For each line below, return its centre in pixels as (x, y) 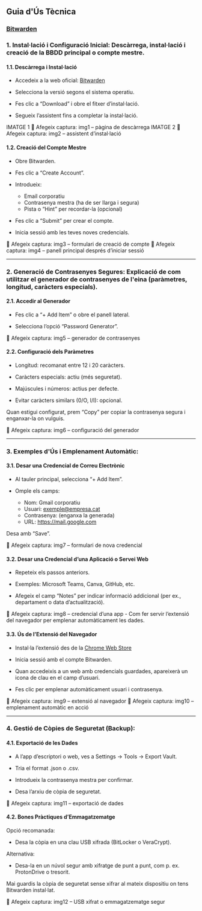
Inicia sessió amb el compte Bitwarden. (63, 659)
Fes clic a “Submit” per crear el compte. (64, 220)
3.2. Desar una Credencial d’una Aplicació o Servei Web (78, 559)
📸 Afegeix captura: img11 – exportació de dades (65, 803)
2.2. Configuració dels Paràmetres (50, 352)
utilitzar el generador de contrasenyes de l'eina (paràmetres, (97, 279)
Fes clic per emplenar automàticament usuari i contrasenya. (89, 689)
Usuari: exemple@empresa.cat (62, 509)
